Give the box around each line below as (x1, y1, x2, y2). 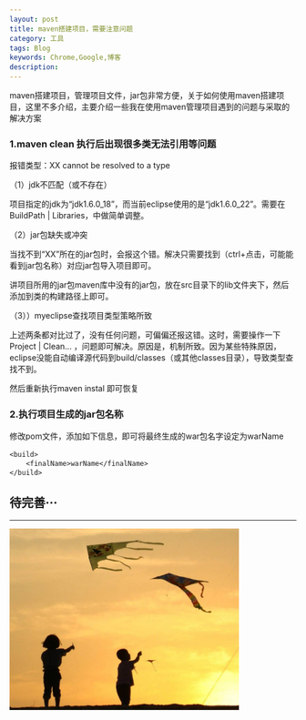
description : (9, 63, 59, 72)
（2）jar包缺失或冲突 (9, 229, 88, 240)
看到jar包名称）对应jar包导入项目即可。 (9, 260, 157, 271)
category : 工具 (9, 34, 65, 43)
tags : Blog (9, 44, 51, 53)
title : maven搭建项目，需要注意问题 (9, 24, 134, 34)
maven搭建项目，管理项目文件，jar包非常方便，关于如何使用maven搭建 (9, 90, 277, 100)
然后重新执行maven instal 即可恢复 (9, 383, 139, 394)
